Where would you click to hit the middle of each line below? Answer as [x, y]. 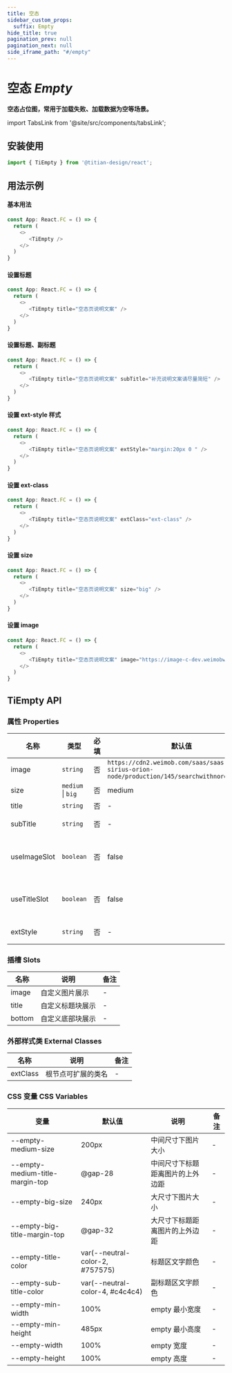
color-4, [94, 1291]
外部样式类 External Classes [55, 1041]
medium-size [33, 1149]
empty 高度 [169, 1358]
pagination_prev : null [40, 39]
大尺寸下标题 [172, 1220]
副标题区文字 [172, 1282]
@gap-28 [97, 1173]
